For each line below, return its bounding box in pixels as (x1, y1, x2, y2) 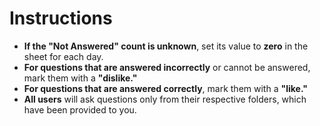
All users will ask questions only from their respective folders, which (23, 93, 307, 105)
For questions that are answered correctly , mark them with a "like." (23, 82, 308, 94)
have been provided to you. (23, 103, 137, 116)
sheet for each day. (23, 50, 104, 62)
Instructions (9, 7, 113, 30)
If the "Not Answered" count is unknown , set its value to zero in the (23, 40, 309, 52)
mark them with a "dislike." (23, 72, 138, 84)
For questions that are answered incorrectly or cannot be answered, (23, 61, 311, 73)
